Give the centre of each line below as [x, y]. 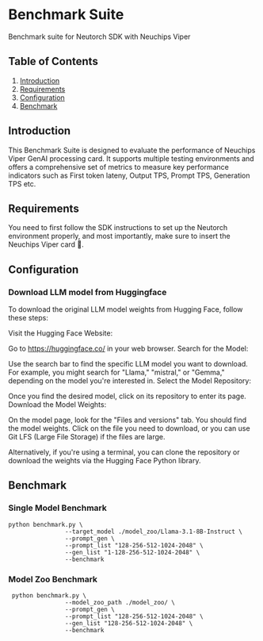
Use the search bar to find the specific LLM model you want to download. [128, 364]
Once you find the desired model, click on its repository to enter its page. [128, 396]
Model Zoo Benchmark [53, 579]
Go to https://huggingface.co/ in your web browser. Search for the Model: [128, 349]
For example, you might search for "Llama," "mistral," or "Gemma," [117, 372]
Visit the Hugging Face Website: [61, 333]
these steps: [29, 318]
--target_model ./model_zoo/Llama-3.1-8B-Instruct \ [154, 532]
